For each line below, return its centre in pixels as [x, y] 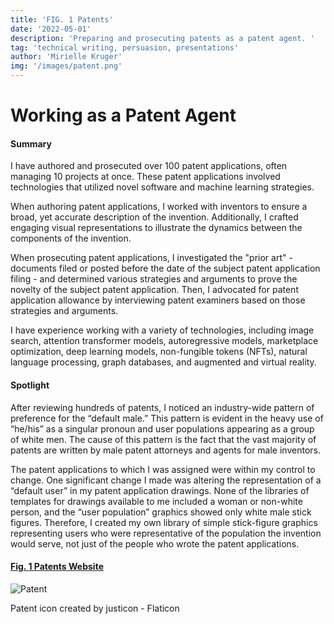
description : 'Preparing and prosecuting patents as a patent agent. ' [162, 38]
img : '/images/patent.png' [66, 66]
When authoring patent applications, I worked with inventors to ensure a [159, 207]
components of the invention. [71, 238]
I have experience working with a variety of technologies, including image [162, 330]
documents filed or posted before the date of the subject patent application [165, 268]
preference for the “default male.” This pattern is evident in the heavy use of [167, 418]
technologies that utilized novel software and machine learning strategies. [162, 187]
